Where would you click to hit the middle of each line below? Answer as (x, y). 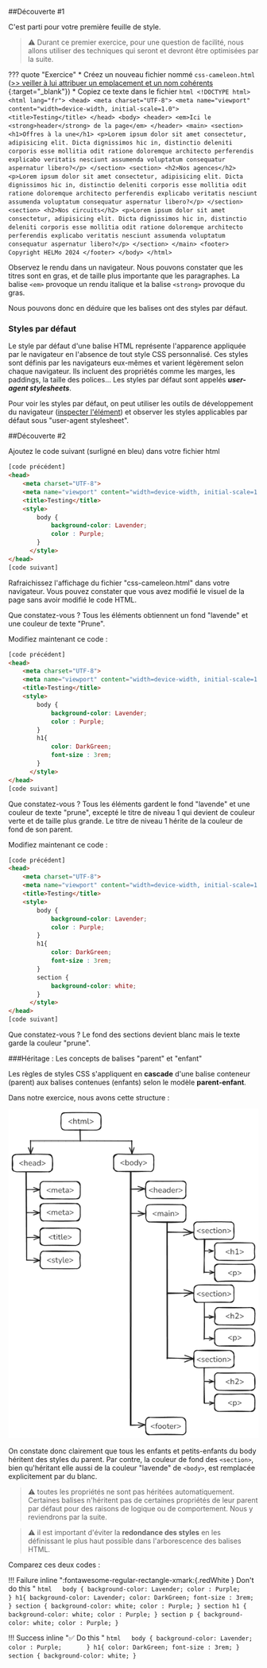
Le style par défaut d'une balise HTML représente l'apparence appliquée (127, 346)
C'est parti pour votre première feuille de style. (85, 27)
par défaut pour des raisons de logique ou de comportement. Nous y (140, 1509)
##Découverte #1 (37, 12)
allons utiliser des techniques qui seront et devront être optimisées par (143, 50)
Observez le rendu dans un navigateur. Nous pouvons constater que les (126, 267)
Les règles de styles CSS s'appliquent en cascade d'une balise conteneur (129, 1074)
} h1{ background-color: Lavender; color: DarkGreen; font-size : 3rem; (131, 1598)
